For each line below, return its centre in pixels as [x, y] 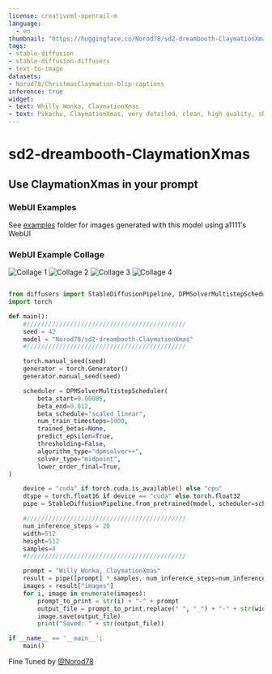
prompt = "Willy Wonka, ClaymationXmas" [92, 571]
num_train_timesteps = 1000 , [83, 421]
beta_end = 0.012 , [65, 406]
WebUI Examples [42, 207]
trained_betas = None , [72, 429]
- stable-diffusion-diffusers [59, 62]
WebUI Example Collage [57, 254]
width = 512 [40, 534]
